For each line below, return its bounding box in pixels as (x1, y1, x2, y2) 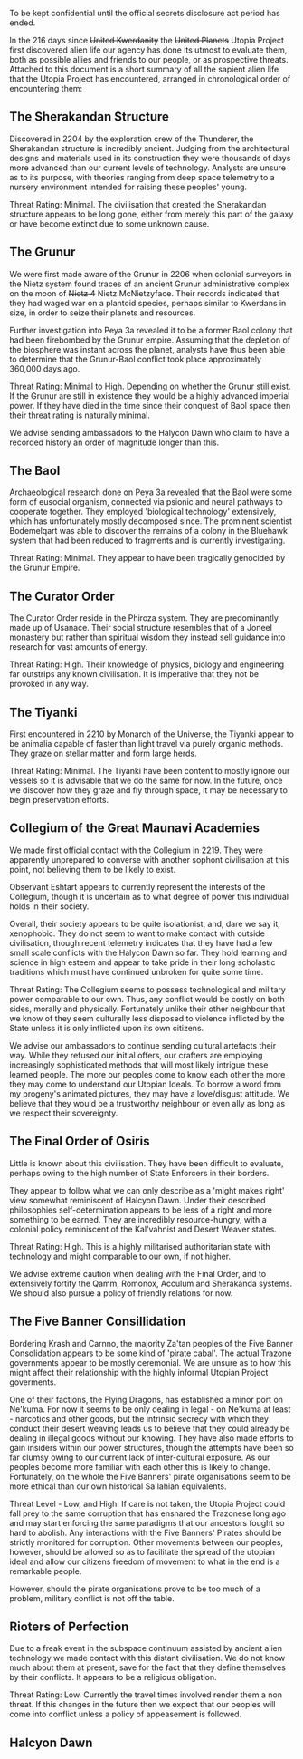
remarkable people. (9, 1565, 82, 1576)
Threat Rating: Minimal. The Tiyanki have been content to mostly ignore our (9, 766, 290, 777)
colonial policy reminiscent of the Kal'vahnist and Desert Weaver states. (9, 1223, 278, 1234)
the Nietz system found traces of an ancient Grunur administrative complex (9, 278, 289, 289)
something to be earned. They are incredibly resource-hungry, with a (9, 1213, 267, 1224)
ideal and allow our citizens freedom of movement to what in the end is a (9, 1556, 280, 1567)
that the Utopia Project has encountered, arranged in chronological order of (9, 73, 291, 84)
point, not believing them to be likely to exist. (9, 864, 176, 875)
